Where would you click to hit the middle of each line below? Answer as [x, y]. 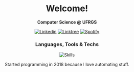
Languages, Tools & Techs [67, 44]
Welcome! [67, 9]
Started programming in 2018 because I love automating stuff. [67, 65]
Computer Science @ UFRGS [67, 22]
